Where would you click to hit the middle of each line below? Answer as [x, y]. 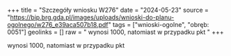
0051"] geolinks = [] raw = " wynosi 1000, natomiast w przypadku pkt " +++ [115, 32]
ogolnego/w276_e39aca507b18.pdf [58, 25]
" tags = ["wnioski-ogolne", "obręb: [159, 25]
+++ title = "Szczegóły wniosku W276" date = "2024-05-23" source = [108, 10]
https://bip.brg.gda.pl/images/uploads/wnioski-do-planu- [92, 17]
